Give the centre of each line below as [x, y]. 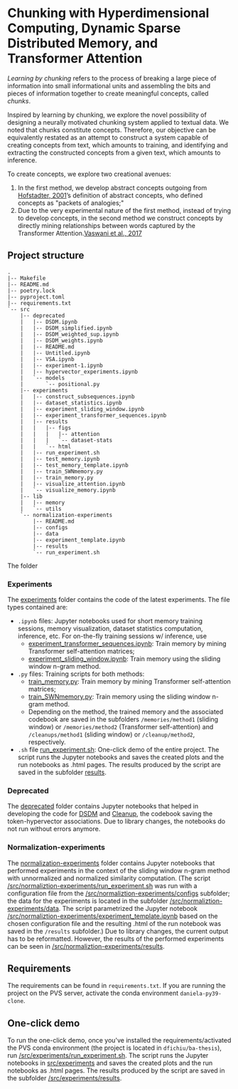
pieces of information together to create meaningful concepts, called [108, 93]
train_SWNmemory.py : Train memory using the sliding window [119, 697]
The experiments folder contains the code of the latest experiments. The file [119, 600]
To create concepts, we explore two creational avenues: [90, 174]
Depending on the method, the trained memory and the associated [126, 712]
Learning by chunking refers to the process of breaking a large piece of [112, 78]
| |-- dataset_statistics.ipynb [71, 403]
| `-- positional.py [60, 384]
